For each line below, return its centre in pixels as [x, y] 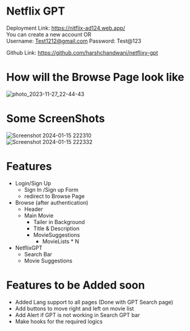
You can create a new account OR [49, 34]
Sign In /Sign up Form [51, 189]
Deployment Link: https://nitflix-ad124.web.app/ [66, 28]
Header [34, 209]
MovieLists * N [61, 241]
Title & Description [56, 228]
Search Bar [38, 254]
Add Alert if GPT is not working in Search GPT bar [77, 315]
